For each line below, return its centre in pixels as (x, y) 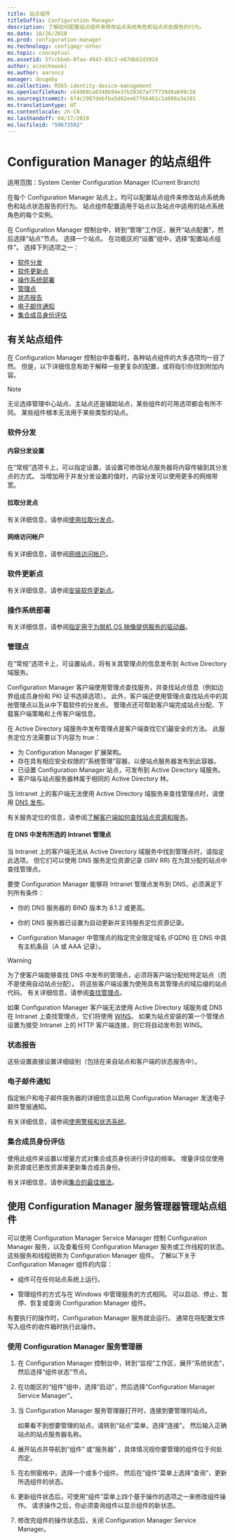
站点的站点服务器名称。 (51, 1434)
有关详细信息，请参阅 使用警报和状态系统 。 (69, 1122)
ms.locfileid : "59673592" (45, 125)
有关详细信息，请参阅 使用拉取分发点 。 (62, 519)
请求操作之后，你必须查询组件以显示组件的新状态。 (105, 1505)
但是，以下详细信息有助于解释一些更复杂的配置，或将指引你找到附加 (119, 367)
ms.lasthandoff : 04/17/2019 (48, 118)
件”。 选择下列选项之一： (43, 247)
